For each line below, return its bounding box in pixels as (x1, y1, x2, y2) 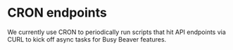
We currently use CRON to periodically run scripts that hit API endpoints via (7, 28, 227, 36)
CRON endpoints (7, 5, 107, 21)
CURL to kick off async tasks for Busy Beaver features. (7, 35, 167, 43)
